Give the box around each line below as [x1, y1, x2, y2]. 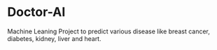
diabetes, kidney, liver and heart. [7, 34, 101, 42]
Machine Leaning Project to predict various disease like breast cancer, [7, 27, 210, 35]
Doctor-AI [7, 4, 66, 20]
